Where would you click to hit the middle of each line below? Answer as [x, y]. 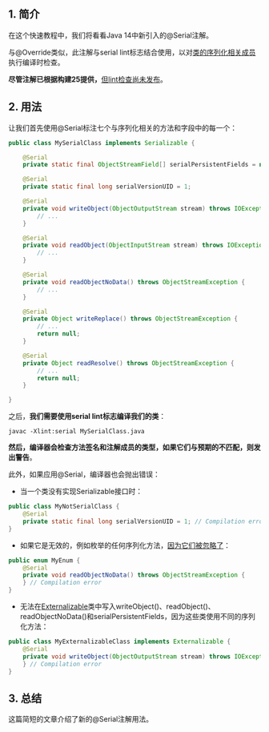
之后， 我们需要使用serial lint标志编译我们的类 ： [87, 416]
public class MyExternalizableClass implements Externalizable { [119, 642]
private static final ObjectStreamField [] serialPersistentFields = [139, 165]
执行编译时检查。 [36, 62]
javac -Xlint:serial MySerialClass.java [77, 432]
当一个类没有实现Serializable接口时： [81, 492]
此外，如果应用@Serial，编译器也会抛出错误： [84, 474]
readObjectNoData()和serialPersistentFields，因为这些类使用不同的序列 [138, 616]
